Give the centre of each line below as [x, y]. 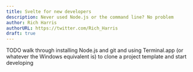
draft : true [21, 34]
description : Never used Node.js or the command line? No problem [90, 17]
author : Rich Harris [32, 22]
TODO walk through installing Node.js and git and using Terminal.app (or [95, 50]
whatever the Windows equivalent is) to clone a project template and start [96, 57]
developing [20, 63]
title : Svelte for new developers [49, 12]
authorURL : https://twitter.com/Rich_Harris [62, 28]
